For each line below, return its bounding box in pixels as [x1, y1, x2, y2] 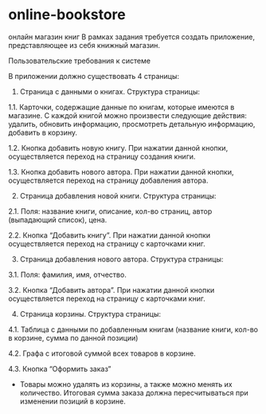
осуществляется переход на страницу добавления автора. [8, 175, 209, 185]
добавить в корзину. [8, 128, 78, 137]
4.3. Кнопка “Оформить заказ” [8, 364, 111, 373]
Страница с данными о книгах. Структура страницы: [19, 86, 201, 97]
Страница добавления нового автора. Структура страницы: [19, 254, 224, 264]
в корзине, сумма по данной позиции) [8, 333, 139, 342]
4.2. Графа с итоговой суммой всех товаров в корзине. [8, 349, 197, 358]
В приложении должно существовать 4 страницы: [8, 71, 180, 81]
